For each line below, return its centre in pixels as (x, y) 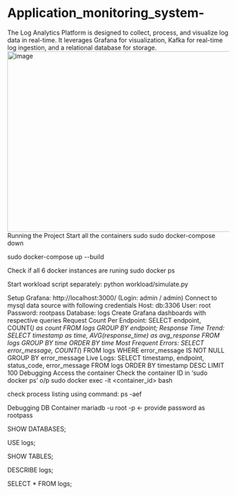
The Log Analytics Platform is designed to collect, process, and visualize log (118, 32)
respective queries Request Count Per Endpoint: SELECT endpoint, (104, 320)
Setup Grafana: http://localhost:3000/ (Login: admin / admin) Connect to (112, 297)
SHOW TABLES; (31, 456)
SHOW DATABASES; (37, 429)
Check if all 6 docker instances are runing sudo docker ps (91, 270)
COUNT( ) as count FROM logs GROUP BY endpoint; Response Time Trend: (116, 328)
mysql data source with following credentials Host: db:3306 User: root (109, 305)
